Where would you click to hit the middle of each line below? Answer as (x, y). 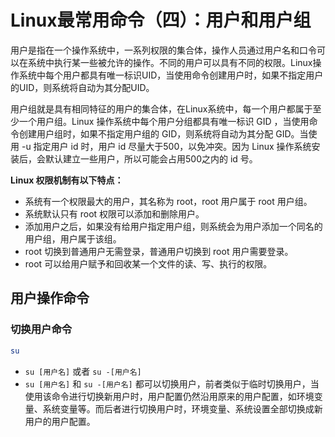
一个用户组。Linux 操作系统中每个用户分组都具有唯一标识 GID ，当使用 (164, 121)
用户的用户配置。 (60, 421)
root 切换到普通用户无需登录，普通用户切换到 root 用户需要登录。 (159, 251)
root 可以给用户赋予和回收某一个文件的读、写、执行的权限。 (148, 263)
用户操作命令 (50, 298)
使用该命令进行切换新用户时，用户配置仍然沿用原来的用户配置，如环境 (169, 396)
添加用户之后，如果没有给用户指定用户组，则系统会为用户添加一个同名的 (173, 226)
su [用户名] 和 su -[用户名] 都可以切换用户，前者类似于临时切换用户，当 (172, 383)
